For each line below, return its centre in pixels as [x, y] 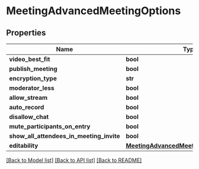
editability [24, 146]
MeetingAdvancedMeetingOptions [94, 11]
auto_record [27, 107]
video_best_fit [30, 59]
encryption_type [33, 78]
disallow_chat [29, 117]
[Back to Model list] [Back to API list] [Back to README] [74, 160]
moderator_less [32, 88]
